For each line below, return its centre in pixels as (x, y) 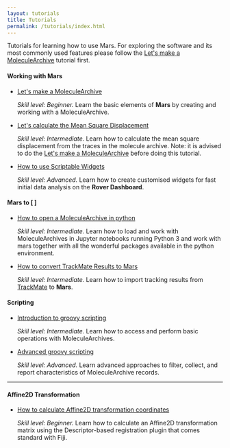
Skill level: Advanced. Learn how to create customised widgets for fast (116, 180)
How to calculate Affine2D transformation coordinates (93, 410)
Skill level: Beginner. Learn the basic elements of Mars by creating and (117, 104)
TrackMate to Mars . (45, 287)
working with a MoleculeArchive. (63, 112)
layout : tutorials (33, 13)
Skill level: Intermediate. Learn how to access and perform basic (107, 331)
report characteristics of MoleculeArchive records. (88, 372)
